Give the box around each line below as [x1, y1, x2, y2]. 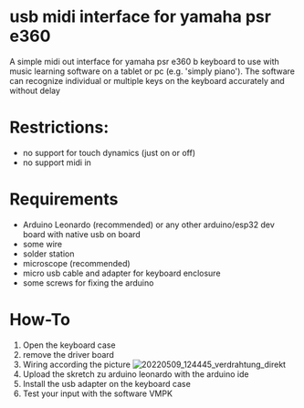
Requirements [9, 189, 119, 210]
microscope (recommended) [22, 257, 131, 268]
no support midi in [22, 157, 91, 168]
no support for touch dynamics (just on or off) [22, 147, 196, 158]
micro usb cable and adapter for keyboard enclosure [22, 267, 221, 278]
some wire [22, 238, 62, 249]
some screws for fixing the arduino [22, 277, 154, 288]
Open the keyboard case [22, 340, 116, 350]
